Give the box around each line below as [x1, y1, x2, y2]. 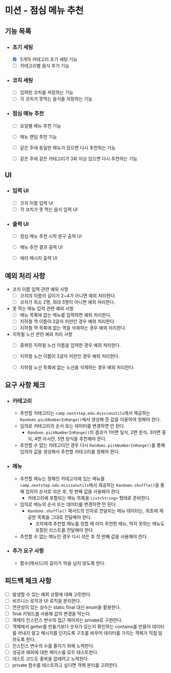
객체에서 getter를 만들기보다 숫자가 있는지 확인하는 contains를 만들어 [12, 623, 151, 629]
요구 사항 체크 [5, 380, 46, 389]
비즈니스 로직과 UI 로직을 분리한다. [12, 597, 81, 604]
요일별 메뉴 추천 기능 [19, 122, 61, 129]
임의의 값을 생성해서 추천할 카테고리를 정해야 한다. [19, 449, 120, 455]
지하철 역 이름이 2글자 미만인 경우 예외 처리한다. [19, 318, 116, 325]
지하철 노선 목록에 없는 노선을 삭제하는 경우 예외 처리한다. [19, 364, 135, 370]
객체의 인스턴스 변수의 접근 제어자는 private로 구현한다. [12, 617, 123, 623]
